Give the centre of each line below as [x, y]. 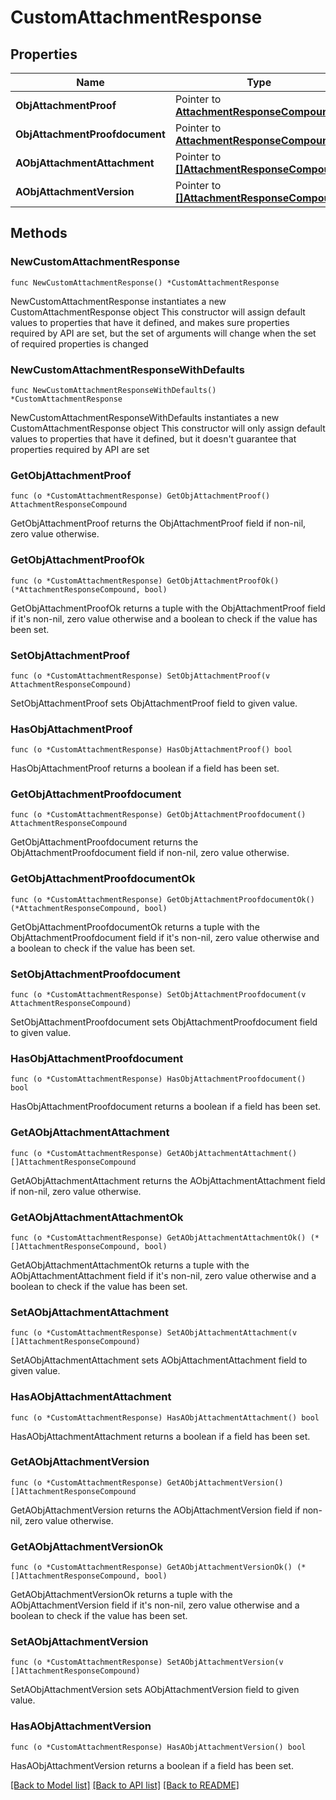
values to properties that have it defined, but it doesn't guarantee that [153, 438]
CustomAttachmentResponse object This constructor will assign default [158, 312]
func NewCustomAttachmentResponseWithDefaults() [113, 390]
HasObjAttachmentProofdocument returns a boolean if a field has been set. [166, 1107]
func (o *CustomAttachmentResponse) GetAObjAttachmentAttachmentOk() [158, 1237]
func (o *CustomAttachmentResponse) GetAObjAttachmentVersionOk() [151, 1567]
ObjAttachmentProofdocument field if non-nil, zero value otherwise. [150, 853]
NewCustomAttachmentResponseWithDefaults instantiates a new [145, 417]
